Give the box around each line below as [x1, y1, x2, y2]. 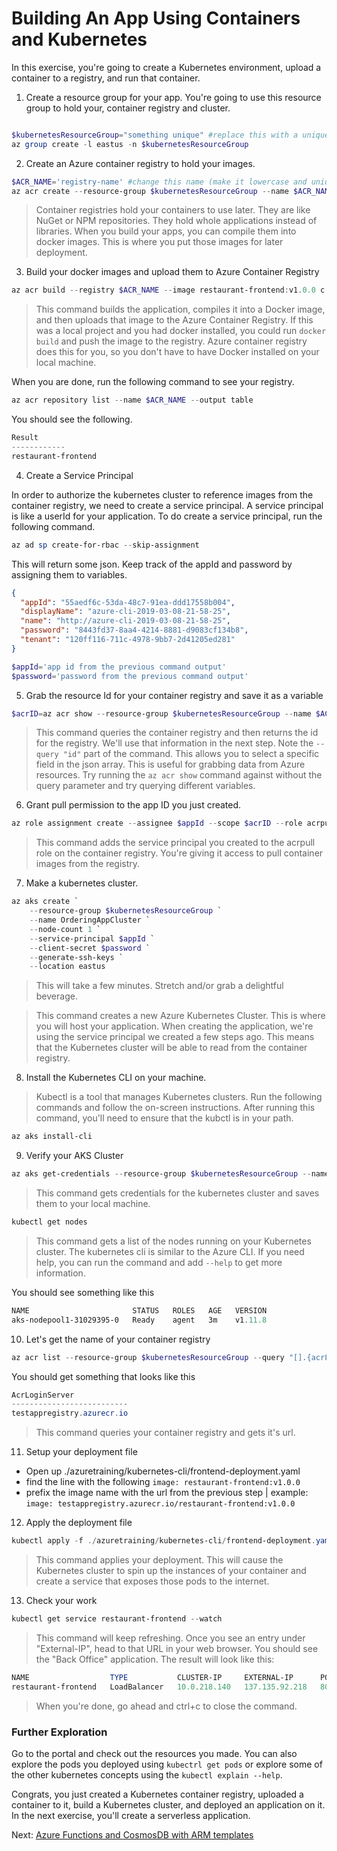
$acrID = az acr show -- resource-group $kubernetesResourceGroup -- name [11, 708, 312, 719]
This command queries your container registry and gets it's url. [35, 1427, 296, 1439]
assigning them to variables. [11, 568, 128, 581]
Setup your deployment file [25, 1446, 138, 1458]
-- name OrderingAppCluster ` [29, 915, 151, 926]
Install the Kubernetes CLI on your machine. [25, 1072, 207, 1084]
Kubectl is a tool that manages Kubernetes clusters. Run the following [35, 1091, 323, 1103]
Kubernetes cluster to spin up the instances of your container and [35, 1565, 307, 1577]
